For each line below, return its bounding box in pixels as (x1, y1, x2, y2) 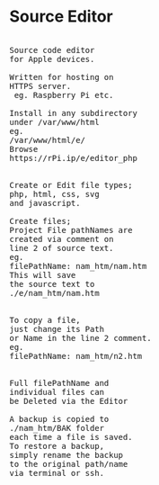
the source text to (9, 279, 95, 289)
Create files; (9, 216, 72, 226)
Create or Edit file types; (9, 180, 133, 190)
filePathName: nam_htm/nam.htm (9, 261, 147, 271)
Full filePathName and (9, 378, 110, 388)
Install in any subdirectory (9, 108, 137, 118)
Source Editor (9, 6, 114, 27)
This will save (9, 270, 76, 280)
